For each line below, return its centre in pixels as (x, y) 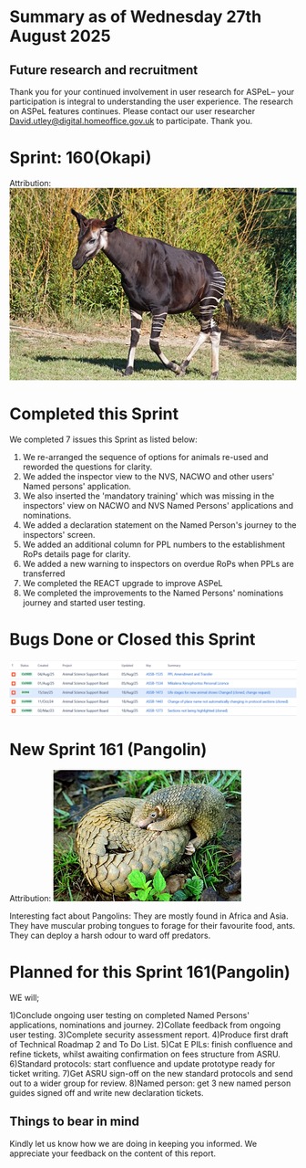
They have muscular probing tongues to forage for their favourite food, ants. (153, 925)
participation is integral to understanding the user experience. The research (151, 101)
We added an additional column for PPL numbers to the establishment (153, 544)
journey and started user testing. (84, 602)
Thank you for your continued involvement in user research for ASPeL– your (152, 92)
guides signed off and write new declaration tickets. (107, 1092)
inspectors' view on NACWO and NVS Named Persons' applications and (158, 505)
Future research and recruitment (104, 70)
